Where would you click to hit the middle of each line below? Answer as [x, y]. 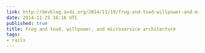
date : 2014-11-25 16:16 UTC [42, 18]
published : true [27, 23]
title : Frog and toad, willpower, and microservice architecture [91, 29]
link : [13, 12]
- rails [16, 40]
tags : [13, 35]
